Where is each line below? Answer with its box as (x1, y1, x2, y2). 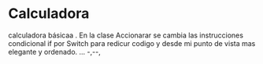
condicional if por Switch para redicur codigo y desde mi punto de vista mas (8, 38, 256, 48)
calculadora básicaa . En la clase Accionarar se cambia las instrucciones (8, 30, 244, 40)
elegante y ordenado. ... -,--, (8, 47, 101, 56)
